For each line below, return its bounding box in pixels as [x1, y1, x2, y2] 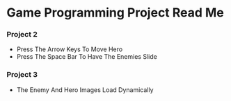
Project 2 [6, 30, 38, 39]
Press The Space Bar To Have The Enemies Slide [16, 53, 157, 61]
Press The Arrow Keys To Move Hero [16, 45, 123, 53]
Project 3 [6, 70, 38, 80]
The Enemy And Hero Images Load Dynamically [16, 85, 154, 94]
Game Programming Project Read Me [6, 5, 224, 21]
